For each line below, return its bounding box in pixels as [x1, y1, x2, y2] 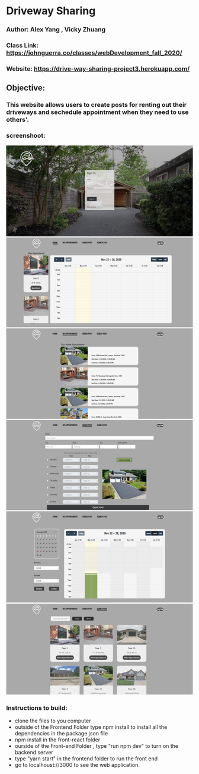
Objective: [6, 83, 46, 93]
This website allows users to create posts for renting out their [6, 101, 187, 109]
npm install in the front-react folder [14, 736, 101, 743]
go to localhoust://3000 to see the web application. [14, 762, 140, 769]
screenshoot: [6, 132, 46, 140]
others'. [6, 116, 30, 124]
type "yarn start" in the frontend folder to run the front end [14, 755, 158, 762]
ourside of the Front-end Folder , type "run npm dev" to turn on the [14, 743, 179, 750]
